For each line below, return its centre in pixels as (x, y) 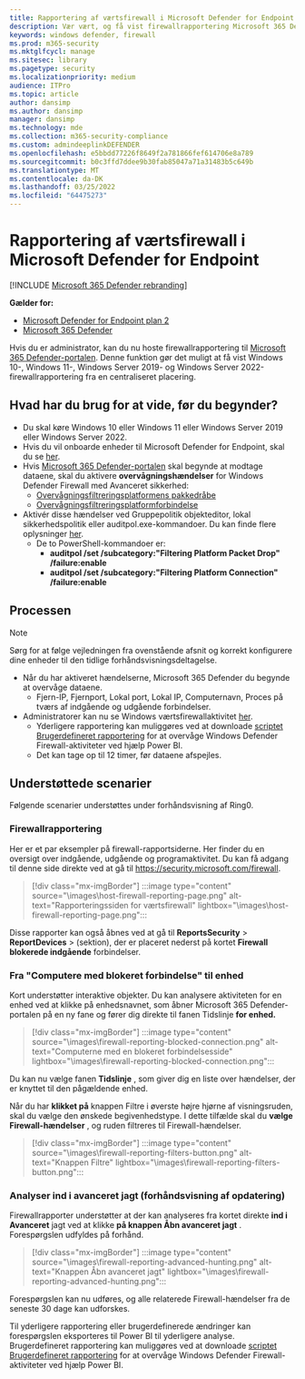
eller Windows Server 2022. (75, 437)
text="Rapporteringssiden (80, 905)
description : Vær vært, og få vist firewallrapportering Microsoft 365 (148, 26)
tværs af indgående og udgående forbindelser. (123, 706)
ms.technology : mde (46, 128)
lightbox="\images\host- (243, 905)
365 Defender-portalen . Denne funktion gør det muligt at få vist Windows (146, 357)
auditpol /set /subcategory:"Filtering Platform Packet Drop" (165, 553)
